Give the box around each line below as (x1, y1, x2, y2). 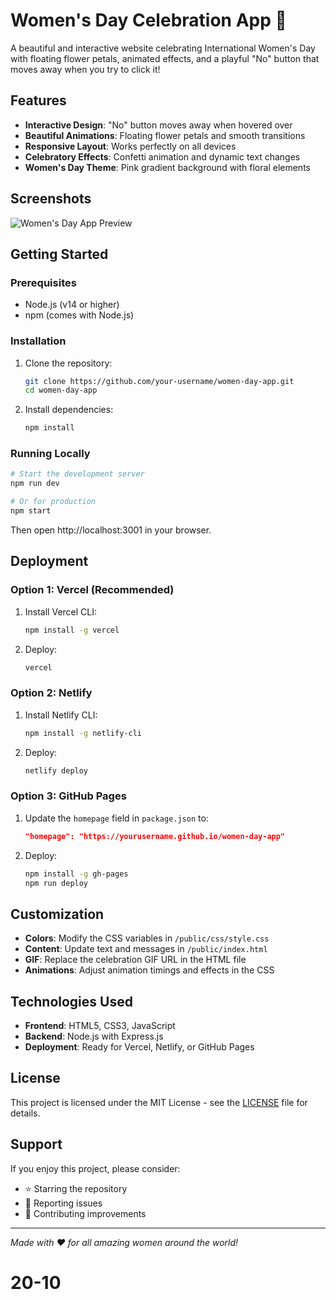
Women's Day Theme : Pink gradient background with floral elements (24, 161, 311, 173)
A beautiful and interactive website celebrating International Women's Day (10, 42, 316, 54)
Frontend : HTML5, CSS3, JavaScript (24, 1020, 176, 1031)
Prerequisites (10, 275, 77, 289)
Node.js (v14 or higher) (24, 299, 120, 311)
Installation (10, 334, 67, 348)
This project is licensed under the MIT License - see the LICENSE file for (10, 1096, 308, 1108)
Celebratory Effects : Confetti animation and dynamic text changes (24, 150, 301, 163)
